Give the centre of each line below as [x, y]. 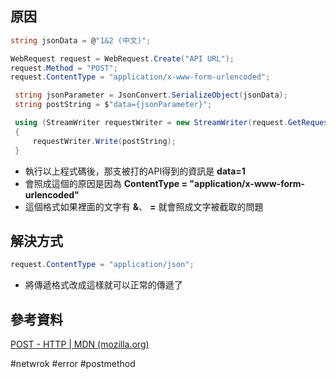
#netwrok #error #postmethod [73, 364]
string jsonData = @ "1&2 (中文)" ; [81, 40]
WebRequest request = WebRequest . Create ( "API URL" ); [122, 58]
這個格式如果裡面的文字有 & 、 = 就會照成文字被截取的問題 [144, 206]
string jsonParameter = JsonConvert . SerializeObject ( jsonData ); [151, 95]
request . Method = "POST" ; [64, 68]
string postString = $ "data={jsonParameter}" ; [113, 105]
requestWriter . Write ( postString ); [104, 141]
